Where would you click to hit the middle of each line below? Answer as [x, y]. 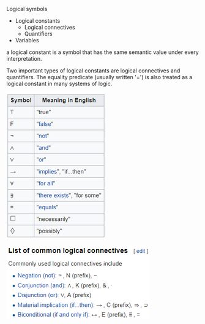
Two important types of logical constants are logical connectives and [93, 71]
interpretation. [24, 59]
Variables [27, 40]
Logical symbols [27, 9]
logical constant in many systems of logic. [59, 83]
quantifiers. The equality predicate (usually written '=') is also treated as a [99, 77]
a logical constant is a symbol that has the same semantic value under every [102, 52]
